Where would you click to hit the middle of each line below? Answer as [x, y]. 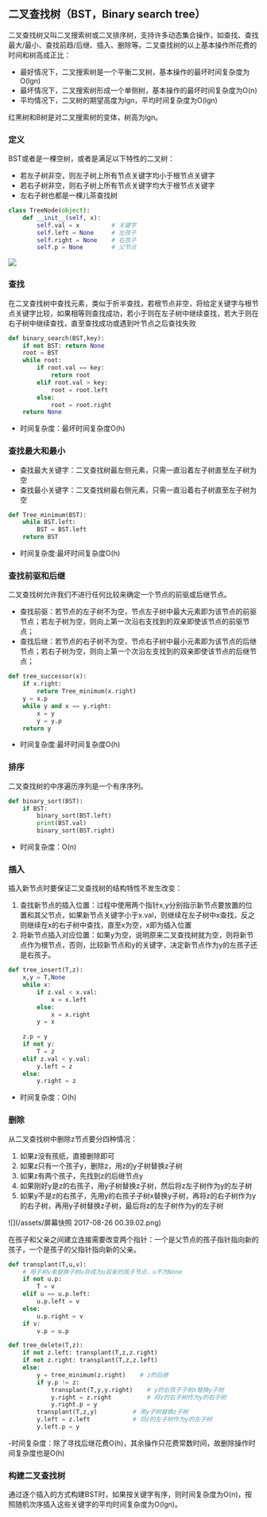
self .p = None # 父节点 [87, 248]
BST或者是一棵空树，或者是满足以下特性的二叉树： [92, 158]
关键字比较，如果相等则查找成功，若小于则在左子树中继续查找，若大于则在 [137, 313]
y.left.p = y [58, 1427]
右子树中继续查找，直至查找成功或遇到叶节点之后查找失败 [102, 323]
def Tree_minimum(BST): [48, 515]
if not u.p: [42, 1279]
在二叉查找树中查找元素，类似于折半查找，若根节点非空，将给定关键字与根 [130, 303]
